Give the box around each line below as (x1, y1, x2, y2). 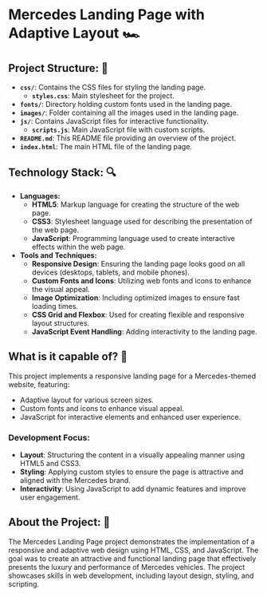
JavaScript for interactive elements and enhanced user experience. (19, 412, 241, 421)
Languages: (19, 191, 61, 200)
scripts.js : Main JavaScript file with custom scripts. (31, 125, 206, 134)
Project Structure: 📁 (8, 61, 109, 75)
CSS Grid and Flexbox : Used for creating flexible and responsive (31, 310, 245, 319)
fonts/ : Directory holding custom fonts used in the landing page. (19, 100, 233, 109)
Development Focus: (8, 432, 90, 443)
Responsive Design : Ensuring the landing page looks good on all (31, 259, 245, 268)
